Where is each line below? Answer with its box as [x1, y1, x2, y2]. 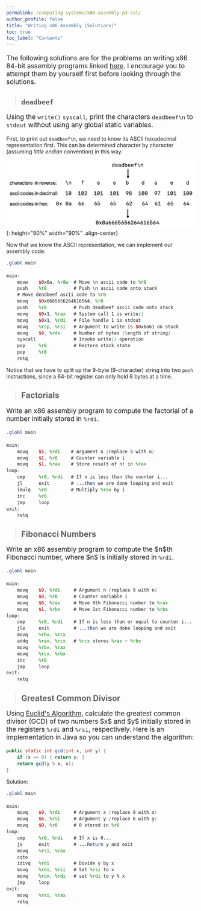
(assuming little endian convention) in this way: [6, 148, 123, 155]
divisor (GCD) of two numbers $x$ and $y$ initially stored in [6, 717, 191, 726]
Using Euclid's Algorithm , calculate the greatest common [6, 709, 181, 718]
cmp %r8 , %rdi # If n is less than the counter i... [17, 474, 169, 480]
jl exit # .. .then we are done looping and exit [17, 481, 173, 487]
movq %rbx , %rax [17, 644, 66, 650]
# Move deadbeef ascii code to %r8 [17, 292, 107, 298]
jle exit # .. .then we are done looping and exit [17, 625, 176, 631]
